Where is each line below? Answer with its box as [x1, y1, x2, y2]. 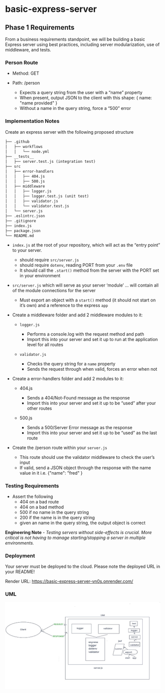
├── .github [5, 139, 30, 144]
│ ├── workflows [5, 144, 43, 149]
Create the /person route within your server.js [12, 445, 107, 450]
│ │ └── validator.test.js [5, 203, 69, 208]
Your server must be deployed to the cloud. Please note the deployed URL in [5, 563, 161, 570]
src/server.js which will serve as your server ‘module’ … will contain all [12, 282, 159, 288]
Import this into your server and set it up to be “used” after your [27, 400, 156, 406]
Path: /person [12, 80, 40, 86]
